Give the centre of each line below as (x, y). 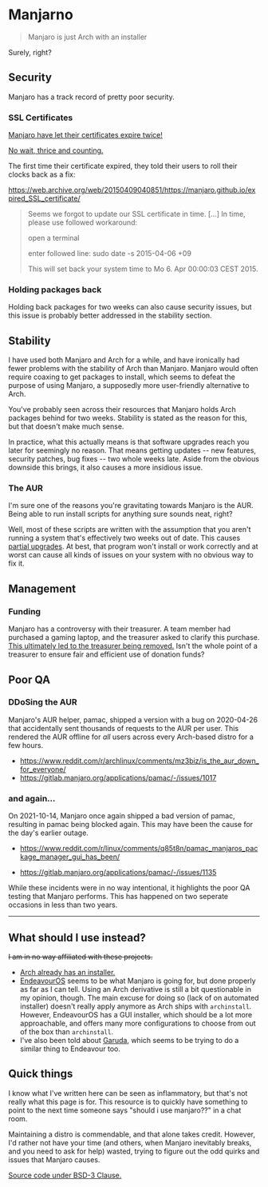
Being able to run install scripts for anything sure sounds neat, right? (120, 514)
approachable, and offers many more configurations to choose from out (138, 1023)
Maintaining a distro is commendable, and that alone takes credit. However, (132, 1134)
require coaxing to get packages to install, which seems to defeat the (122, 377)
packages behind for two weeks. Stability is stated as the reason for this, (128, 418)
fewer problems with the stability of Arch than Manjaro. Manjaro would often (133, 369)
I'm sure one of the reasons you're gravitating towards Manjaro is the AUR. (131, 506)
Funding (25, 611)
